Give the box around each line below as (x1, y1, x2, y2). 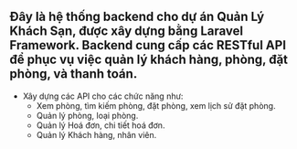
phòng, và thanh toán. (9, 66, 138, 82)
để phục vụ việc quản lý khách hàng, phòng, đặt (9, 52, 289, 68)
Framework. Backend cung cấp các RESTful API (9, 37, 286, 53)
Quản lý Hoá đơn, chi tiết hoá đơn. (36, 120, 165, 131)
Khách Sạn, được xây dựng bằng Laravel (9, 24, 244, 39)
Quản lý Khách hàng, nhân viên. (36, 129, 157, 140)
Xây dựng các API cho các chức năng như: (22, 90, 184, 101)
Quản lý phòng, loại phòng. (36, 110, 139, 121)
